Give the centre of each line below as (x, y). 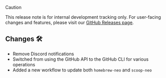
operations (24, 64)
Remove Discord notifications (43, 54)
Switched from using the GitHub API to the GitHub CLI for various (80, 59)
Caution (13, 7)
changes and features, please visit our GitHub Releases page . (70, 23)
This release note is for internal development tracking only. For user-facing (83, 17)
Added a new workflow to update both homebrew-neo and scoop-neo (82, 70)
